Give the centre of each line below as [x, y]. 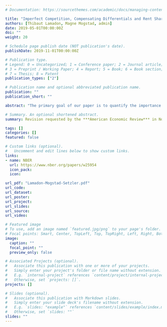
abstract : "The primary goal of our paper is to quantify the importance [83, 106]
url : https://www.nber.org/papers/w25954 [53, 165]
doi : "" [13, 33]
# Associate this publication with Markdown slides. [63, 298]
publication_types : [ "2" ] [32, 78]
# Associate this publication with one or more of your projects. [78, 266]
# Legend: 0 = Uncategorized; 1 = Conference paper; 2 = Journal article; [84, 64]
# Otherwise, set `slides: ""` [40, 312]
